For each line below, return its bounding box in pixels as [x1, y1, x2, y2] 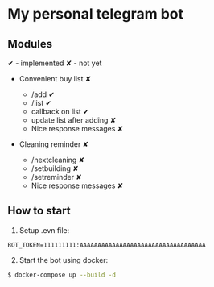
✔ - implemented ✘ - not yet [7, 58, 102, 68]
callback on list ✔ [31, 106, 89, 116]
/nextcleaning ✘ [31, 155, 85, 164]
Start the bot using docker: [19, 255, 109, 264]
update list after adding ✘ [31, 115, 117, 125]
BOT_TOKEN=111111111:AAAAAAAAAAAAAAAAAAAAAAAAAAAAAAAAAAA [7, 241, 206, 249]
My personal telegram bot [7, 5, 184, 23]
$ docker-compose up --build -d [7, 271, 116, 279]
